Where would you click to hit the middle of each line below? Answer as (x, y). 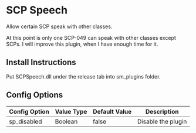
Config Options (35, 95)
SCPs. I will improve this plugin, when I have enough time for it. (82, 44)
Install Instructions (41, 62)
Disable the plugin (162, 121)
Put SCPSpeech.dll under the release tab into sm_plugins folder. (83, 76)
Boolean (66, 121)
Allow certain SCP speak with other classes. (59, 26)
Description (162, 111)
